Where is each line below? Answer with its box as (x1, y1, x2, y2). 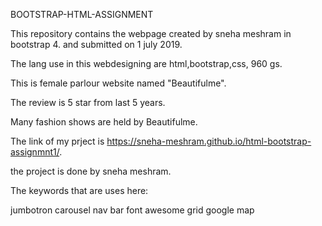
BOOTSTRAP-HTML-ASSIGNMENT (10, 9, 154, 20)
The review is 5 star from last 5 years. (10, 97, 166, 108)
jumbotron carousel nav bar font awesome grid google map (10, 204, 255, 216)
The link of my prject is (10, 135, 105, 147)
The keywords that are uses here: (10, 185, 149, 196)
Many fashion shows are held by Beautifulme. (10, 116, 198, 128)
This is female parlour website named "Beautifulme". (10, 77, 227, 89)
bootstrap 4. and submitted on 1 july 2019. (10, 39, 183, 50)
